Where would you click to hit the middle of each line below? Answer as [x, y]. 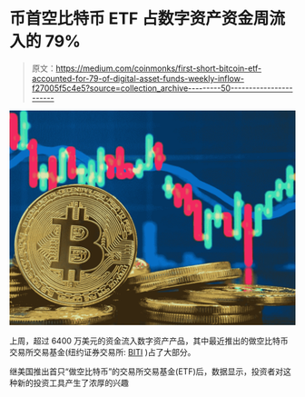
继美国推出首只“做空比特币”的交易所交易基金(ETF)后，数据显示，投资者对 [147, 371]
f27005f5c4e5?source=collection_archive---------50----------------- [162, 88]
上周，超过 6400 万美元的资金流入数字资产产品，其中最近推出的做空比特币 [149, 341]
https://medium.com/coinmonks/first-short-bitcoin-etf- [158, 68]
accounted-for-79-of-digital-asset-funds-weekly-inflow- [138, 78]
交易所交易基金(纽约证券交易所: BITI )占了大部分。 [103, 352]
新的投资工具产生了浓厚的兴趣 [73, 382]
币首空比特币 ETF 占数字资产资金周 [139, 19]
